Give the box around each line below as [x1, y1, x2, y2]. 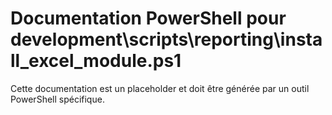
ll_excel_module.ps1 [10, 50, 182, 72]
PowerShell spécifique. [10, 93, 105, 105]
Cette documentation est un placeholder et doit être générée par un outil [10, 82, 310, 94]
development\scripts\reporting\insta [10, 28, 323, 51]
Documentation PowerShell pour [10, 7, 287, 30]
